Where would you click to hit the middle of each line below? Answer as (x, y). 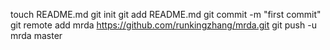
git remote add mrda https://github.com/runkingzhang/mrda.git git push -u (163, 25)
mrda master (36, 35)
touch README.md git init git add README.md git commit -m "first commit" (166, 14)
